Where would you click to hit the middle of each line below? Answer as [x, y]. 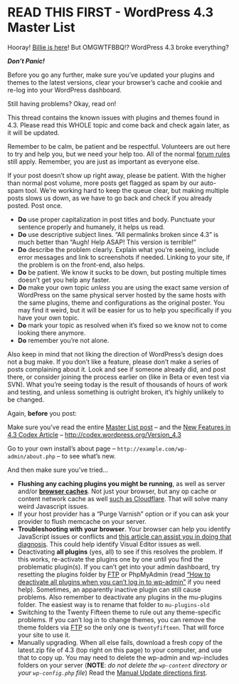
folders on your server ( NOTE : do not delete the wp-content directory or [122, 665]
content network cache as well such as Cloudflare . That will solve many [123, 498]
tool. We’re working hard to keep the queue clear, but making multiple [127, 190]
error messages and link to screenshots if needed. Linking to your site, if [124, 257]
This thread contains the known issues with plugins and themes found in [113, 117]
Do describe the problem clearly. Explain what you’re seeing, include [118, 249]
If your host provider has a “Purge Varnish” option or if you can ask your [123, 514]
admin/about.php [31, 456]
